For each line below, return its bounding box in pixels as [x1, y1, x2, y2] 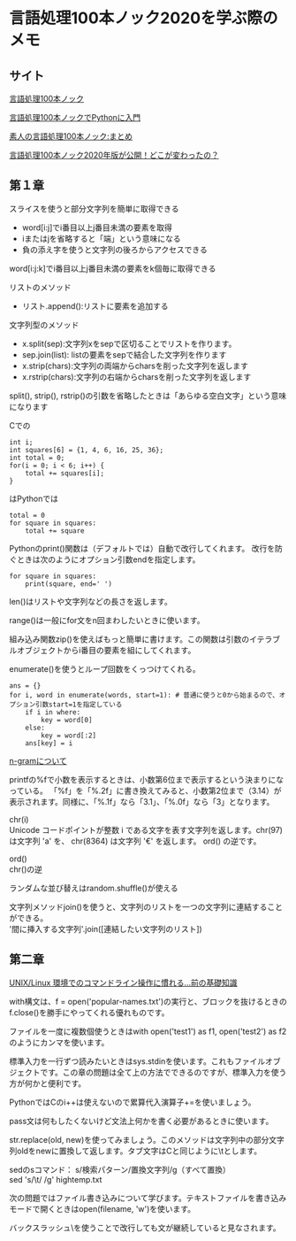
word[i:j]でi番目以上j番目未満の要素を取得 [21, 222, 172, 233]
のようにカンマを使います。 [9, 1037, 110, 1047]
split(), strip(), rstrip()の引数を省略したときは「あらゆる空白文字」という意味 [9, 390, 287, 401]
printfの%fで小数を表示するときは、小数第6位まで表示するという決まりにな [9, 774, 285, 784]
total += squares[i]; [25, 468, 104, 478]
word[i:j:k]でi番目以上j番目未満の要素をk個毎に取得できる [9, 263, 216, 274]
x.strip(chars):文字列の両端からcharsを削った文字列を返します [21, 360, 249, 371]
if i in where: [25, 707, 81, 717]
